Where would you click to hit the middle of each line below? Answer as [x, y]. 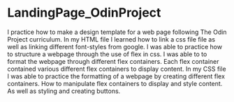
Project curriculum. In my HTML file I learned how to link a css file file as [111, 39]
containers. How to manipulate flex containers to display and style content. [115, 83]
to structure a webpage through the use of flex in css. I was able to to [107, 54]
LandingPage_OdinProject [84, 13]
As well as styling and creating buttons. [64, 91]
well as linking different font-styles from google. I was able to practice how [115, 46]
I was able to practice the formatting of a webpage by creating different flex [116, 76]
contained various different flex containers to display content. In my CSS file [117, 69]
